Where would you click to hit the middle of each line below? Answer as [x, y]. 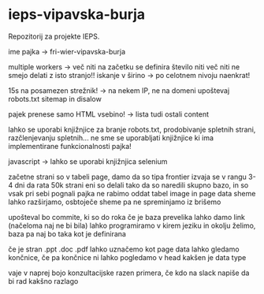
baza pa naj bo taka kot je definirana [67, 233]
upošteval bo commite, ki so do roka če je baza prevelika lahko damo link [127, 217]
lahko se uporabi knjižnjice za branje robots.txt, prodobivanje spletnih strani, [132, 129]
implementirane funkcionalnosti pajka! [70, 146]
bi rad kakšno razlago [43, 281]
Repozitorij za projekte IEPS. [54, 36]
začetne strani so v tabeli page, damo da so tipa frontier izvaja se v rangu [127, 177]
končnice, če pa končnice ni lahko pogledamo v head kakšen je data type [127, 257]
